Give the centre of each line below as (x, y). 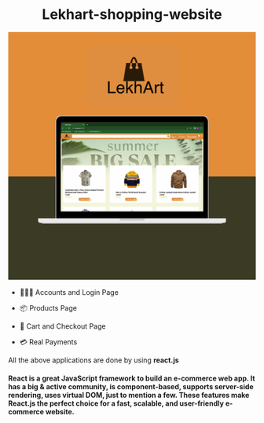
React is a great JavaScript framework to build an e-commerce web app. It (132, 378)
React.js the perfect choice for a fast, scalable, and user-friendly (116, 403)
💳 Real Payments (48, 342)
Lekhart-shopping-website (132, 15)
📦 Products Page (48, 307)
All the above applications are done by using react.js (93, 360)
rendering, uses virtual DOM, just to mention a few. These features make (129, 395)
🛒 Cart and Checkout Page (62, 326)
